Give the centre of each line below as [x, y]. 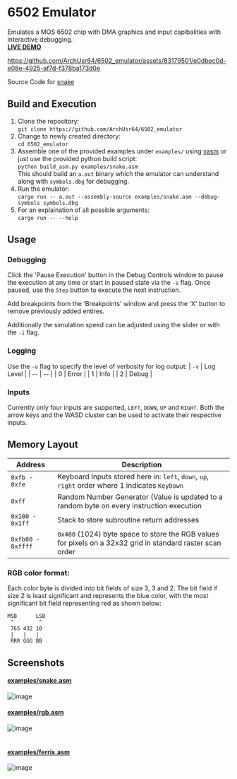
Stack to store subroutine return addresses [128, 520]
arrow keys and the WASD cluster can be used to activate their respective [115, 415]
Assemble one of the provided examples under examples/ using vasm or [122, 151]
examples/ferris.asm [39, 752]
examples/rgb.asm [36, 713]
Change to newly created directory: [69, 136]
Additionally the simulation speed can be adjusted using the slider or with [114, 325]
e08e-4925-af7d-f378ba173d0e [54, 68]
